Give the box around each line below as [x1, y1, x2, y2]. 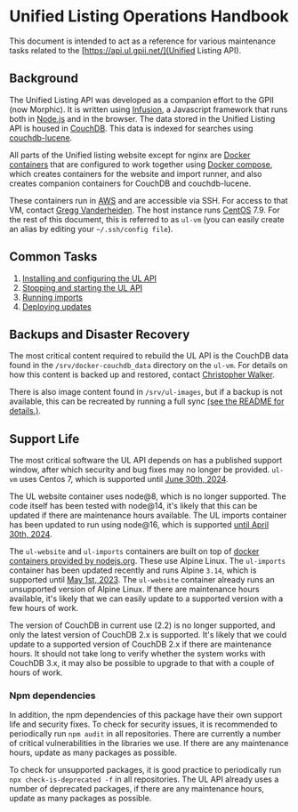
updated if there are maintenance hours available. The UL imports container [9, 510, 287, 521]
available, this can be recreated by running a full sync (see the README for [9, 396, 285, 406]
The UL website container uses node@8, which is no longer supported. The [9, 491, 286, 502]
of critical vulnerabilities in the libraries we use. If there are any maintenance [9, 738, 289, 749]
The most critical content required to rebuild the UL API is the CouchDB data [9, 350, 289, 361]
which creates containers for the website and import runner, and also [9, 168, 262, 179]
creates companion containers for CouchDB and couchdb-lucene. [9, 178, 252, 189]
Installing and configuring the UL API [21, 273, 157, 284]
